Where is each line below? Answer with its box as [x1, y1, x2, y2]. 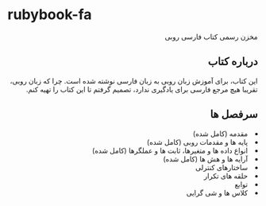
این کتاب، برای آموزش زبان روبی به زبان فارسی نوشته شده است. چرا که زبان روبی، [10, 76, 258, 85]
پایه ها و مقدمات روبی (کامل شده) [146, 137, 248, 146]
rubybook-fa [7, 6, 92, 24]
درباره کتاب [207, 55, 258, 68]
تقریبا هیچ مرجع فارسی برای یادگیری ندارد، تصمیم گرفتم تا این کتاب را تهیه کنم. [25, 84, 258, 94]
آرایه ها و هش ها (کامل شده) [163, 154, 248, 164]
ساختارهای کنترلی [195, 162, 248, 172]
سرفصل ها [210, 107, 258, 121]
